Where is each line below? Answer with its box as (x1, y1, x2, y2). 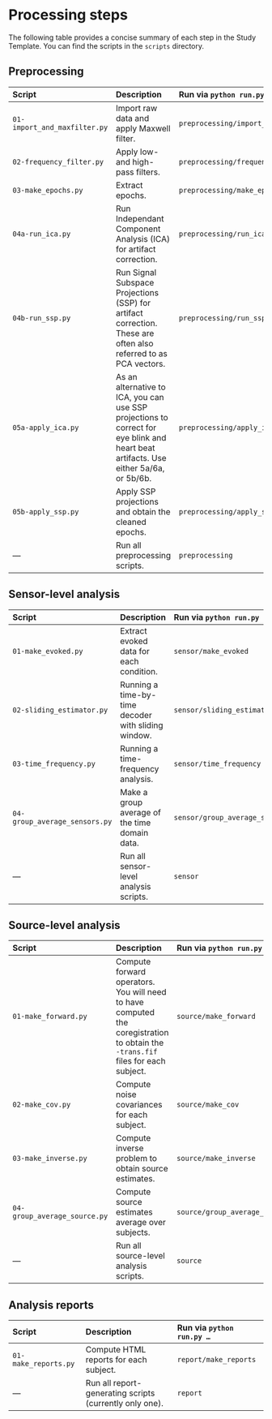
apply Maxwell (116, 123, 172, 134)
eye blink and (116, 432, 167, 443)
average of (120, 806, 162, 818)
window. (120, 729, 152, 741)
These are (116, 327, 155, 338)
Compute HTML (85, 1344, 147, 1356)
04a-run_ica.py (12, 229, 71, 239)
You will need (116, 987, 168, 998)
